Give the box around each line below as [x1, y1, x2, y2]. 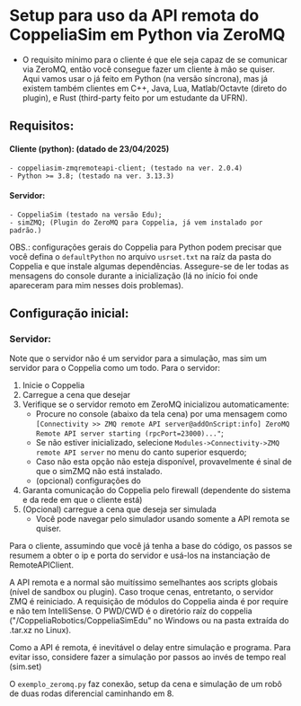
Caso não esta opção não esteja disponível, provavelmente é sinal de [35, 456, 292, 467]
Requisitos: [9, 119, 75, 134]
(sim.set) [9, 661, 42, 672]
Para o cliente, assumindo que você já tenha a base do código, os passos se [9, 541, 293, 552]
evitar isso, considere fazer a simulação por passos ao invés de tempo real [9, 652, 287, 663]
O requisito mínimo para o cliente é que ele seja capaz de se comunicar [22, 54, 288, 65]
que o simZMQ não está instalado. [35, 466, 164, 477]
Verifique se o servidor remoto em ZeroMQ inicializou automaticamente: [22, 399, 289, 410]
